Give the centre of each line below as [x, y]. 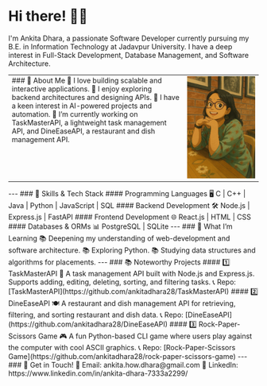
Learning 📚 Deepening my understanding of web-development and [119, 238]
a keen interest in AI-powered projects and [82, 106]
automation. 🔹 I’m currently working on [75, 114]
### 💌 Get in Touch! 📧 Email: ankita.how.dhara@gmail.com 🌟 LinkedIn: [123, 365]
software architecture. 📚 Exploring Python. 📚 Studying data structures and [132, 250]
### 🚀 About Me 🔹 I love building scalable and [87, 80]
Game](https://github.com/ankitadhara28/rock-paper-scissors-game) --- [128, 357]
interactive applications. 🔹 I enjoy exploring [82, 89]
